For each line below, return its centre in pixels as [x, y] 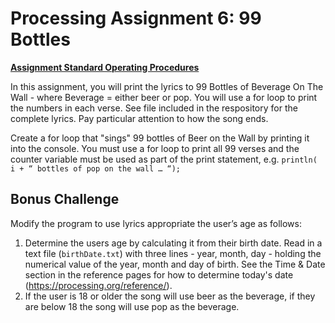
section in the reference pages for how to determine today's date [159, 274]
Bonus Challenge [65, 199]
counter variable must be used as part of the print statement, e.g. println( [164, 159]
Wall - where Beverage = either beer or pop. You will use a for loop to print [164, 97]
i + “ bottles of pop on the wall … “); [96, 168]
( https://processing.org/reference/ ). [98, 285]
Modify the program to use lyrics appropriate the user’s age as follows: [156, 223]
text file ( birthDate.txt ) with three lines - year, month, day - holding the [173, 253]
